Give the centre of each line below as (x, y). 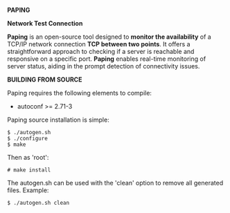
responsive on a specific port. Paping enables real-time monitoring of (107, 59)
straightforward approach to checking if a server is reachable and (101, 52)
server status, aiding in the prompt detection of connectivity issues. (104, 66)
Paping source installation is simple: (58, 120)
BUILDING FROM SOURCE (45, 80)
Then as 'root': (28, 157)
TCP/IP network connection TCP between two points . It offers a (99, 44)
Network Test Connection (45, 23)
